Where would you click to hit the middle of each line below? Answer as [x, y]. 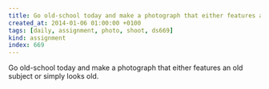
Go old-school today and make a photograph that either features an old [126, 68]
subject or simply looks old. [54, 76]
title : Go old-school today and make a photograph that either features [132, 15]
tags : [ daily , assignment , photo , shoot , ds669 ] [91, 30]
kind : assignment [37, 38]
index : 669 [26, 45]
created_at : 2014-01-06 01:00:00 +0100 [75, 23]
